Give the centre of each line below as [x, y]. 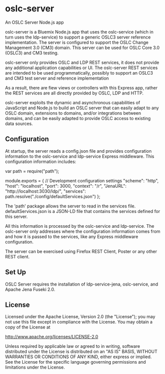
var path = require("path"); [32, 171]
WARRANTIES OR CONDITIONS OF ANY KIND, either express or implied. [78, 357]
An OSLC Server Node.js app [34, 22]
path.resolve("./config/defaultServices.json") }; [53, 196]
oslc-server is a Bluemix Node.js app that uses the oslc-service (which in [79, 32]
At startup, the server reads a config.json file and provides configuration [78, 151]
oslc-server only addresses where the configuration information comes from [83, 231]
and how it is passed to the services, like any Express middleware [72, 236]
